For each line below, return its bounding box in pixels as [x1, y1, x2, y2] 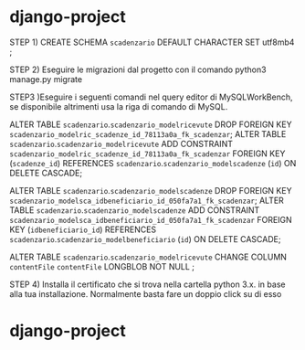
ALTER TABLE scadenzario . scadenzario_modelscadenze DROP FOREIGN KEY [9, 185, 292, 196]
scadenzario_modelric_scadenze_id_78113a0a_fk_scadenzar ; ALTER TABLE [9, 128, 287, 139]
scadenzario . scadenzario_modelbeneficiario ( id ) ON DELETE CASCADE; [9, 233, 281, 244]
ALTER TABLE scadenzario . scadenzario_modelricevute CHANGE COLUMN [9, 251, 288, 262]
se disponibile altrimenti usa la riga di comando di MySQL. [9, 101, 228, 111]
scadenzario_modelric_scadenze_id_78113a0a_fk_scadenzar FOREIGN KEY [9, 148, 286, 159]
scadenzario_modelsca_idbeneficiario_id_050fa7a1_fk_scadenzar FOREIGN [9, 214, 292, 225]
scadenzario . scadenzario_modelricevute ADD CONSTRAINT [9, 138, 233, 149]
